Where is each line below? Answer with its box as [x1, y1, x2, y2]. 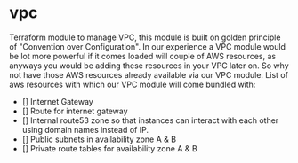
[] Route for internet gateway [21, 105, 128, 116]
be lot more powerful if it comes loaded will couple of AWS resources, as [9, 50, 277, 61]
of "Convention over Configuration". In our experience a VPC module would [9, 41, 286, 51]
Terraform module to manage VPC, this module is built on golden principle [9, 32, 281, 43]
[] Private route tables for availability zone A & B [21, 143, 197, 153]
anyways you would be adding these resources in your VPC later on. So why [9, 60, 289, 71]
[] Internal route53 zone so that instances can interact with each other [21, 114, 279, 126]
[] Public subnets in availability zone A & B [21, 134, 176, 144]
